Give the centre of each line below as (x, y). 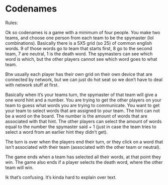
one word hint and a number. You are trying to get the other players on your (83, 100)
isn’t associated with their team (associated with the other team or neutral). (83, 147)
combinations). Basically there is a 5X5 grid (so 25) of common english (79, 43)
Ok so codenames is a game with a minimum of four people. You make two (83, 32)
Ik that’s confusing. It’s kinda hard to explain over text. (61, 177)
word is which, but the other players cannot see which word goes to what (81, 59)
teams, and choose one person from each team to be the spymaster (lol (79, 38)
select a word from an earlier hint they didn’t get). (57, 132)
